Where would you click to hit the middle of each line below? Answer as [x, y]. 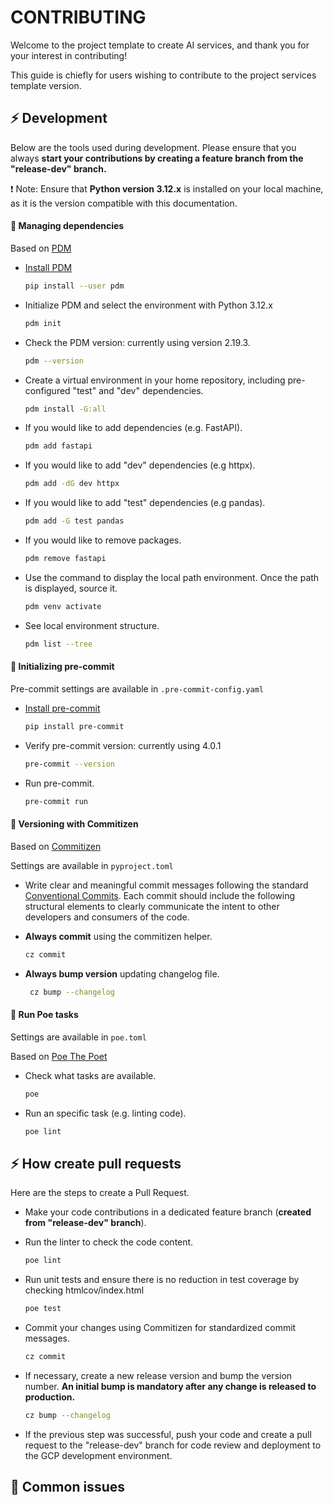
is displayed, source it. [71, 588]
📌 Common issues [67, 1487]
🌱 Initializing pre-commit [62, 667]
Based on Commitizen [56, 846]
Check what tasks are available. [90, 1075]
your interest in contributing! [69, 55]
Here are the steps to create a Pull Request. [100, 1193]
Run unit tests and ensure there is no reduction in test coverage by [162, 1280]
